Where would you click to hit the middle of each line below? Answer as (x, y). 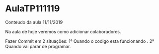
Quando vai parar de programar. (38, 46)
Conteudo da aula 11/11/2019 (34, 22)
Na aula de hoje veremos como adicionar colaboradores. (63, 31)
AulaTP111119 (33, 9)
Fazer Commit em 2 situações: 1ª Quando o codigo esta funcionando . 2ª (80, 41)
